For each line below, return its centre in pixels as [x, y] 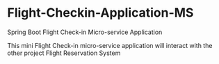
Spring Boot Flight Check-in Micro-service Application [85, 32]
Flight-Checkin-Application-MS [100, 13]
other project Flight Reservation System [64, 53]
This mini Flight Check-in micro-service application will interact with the [110, 45]
